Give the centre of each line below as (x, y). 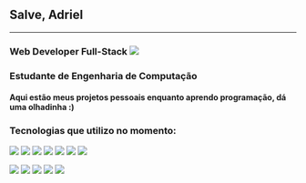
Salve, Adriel (46, 15)
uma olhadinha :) (42, 107)
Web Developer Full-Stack (68, 51)
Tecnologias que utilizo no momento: (93, 131)
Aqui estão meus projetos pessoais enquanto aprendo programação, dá (148, 97)
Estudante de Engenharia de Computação (103, 76)
